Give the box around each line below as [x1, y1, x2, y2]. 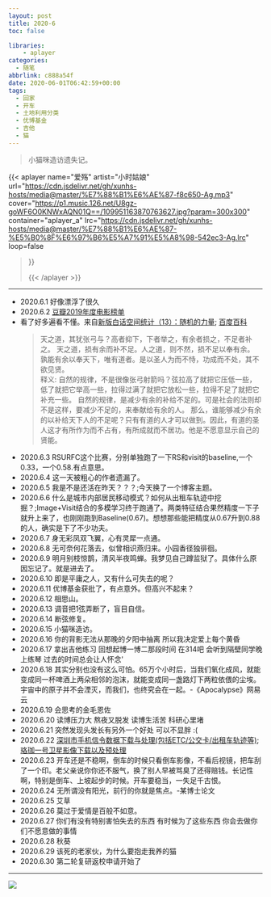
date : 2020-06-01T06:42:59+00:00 [8, 78, 121, 87]
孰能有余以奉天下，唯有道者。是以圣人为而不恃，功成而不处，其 [40, 354, 252, 364]
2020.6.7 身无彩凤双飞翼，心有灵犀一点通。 [19, 533, 165, 542]
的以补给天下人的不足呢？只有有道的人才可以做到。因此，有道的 [40, 415, 252, 424]
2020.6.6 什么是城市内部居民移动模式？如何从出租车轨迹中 [19, 492, 215, 502]
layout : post [8, 11, 52, 20]
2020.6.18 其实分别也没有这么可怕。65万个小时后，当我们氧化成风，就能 [19, 664, 261, 674]
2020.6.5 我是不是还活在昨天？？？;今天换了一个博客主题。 [19, 482, 217, 492]
